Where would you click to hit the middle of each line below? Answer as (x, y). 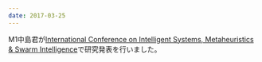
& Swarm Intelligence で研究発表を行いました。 (85, 49)
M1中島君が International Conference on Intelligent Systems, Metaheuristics (131, 39)
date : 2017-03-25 (37, 15)
